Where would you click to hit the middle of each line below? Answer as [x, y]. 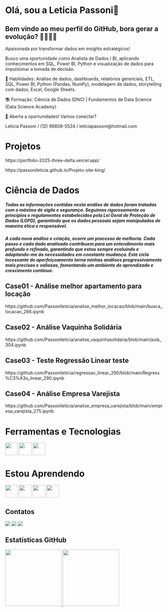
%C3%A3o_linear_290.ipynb [35, 378]
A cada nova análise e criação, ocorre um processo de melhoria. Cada [80, 238]
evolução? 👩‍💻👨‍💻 [31, 36]
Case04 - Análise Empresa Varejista [62, 394]
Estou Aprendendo [45, 474]
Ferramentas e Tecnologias [63, 432]
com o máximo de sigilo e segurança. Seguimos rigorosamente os [75, 210]
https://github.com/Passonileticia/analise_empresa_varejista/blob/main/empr [84, 406]
